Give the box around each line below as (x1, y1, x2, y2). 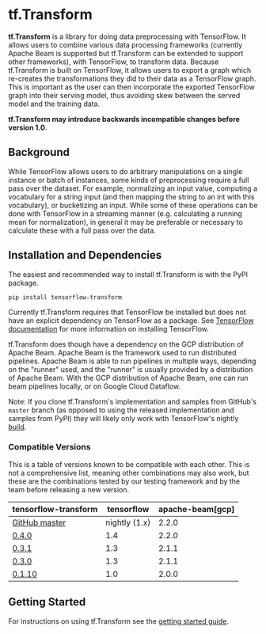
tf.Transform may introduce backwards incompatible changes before (8, 114, 240, 123)
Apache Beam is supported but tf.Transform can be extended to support (8, 48, 244, 58)
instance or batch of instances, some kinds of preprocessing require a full (8, 175, 249, 184)
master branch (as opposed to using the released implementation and (8, 405, 235, 415)
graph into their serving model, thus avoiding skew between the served (8, 90, 241, 100)
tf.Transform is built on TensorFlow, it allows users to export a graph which (8, 65, 252, 74)
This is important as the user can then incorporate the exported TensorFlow (8, 82, 255, 92)
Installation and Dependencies (8, 249, 162, 262)
